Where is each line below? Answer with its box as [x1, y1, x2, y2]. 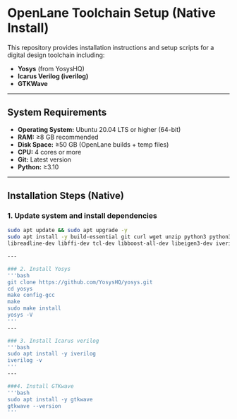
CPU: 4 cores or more [17, 147, 82, 156]
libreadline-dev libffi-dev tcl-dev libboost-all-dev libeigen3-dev [7, 240, 213, 248]
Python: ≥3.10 [17, 162, 59, 171]
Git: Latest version [17, 155, 72, 164]
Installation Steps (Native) [7, 190, 125, 202]
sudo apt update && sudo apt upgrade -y [7, 227, 128, 234]
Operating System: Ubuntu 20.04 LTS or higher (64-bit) [17, 125, 181, 133]
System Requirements [7, 107, 107, 119]
